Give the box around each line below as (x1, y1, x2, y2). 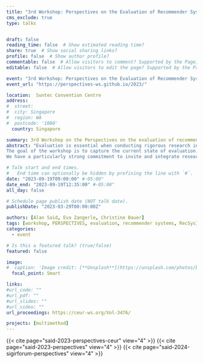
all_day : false (6, 187, 45, 193)
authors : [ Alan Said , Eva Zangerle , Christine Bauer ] (6, 215, 145, 221)
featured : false (6, 248, 47, 255)
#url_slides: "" (6, 298, 47, 304)
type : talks (6, 20, 36, 26)
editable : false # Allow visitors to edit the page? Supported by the (6, 64, 190, 70)
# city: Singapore (6, 109, 56, 115)
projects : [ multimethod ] (6, 321, 69, 327)
